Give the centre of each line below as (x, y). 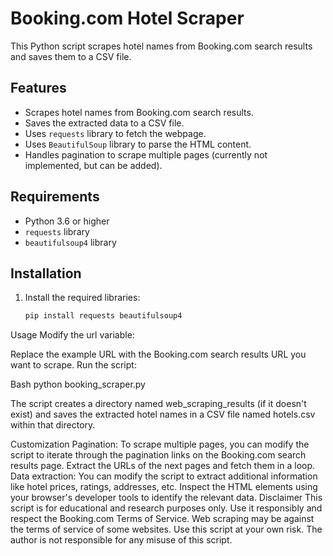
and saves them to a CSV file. (71, 56)
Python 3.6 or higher (67, 221)
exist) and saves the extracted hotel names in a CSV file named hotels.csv (163, 414)
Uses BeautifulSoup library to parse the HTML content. (138, 144)
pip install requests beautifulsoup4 (103, 316)
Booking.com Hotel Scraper (127, 18)
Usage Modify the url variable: (72, 335)
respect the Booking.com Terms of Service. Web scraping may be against (162, 519)
